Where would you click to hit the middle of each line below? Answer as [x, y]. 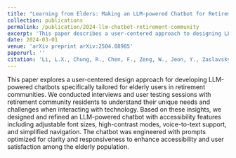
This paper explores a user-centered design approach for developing [107, 79]
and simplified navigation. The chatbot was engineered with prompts [106, 131]
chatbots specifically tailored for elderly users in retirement [120, 87]
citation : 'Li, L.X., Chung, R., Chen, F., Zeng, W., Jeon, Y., [103, 60]
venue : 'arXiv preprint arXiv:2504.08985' [70, 46]
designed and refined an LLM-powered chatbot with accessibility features [114, 117]
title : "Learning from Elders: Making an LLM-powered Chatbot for [106, 14]
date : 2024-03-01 [33, 40]
